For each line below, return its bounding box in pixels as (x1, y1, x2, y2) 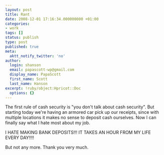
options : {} (9, 90, 35, 95)
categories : (5, 21, 30, 26)
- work (5, 26, 19, 31)
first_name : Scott (9, 77, 48, 81)
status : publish (5, 35, 39, 40)
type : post (5, 40, 28, 45)
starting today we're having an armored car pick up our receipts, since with (5, 109, 159, 115)
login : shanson (9, 63, 41, 68)
